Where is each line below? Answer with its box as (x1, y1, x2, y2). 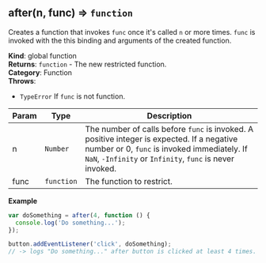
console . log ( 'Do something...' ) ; (15, 219, 126, 227)
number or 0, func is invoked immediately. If (85, 143, 248, 154)
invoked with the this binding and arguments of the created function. (8, 36, 232, 45)
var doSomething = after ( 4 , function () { (8, 211, 150, 220)
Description (146, 110, 192, 121)
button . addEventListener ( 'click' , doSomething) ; (8, 240, 172, 248)
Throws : (8, 76, 36, 85)
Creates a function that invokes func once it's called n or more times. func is (8, 27, 256, 36)
